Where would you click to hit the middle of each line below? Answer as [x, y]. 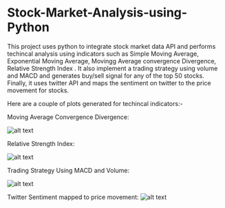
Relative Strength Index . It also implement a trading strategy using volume [112, 68]
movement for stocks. [38, 90]
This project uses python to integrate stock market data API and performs [111, 46]
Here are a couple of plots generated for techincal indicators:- [95, 103]
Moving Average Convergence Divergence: [68, 117]
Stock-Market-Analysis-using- [97, 13]
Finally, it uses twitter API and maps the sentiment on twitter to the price [109, 83]
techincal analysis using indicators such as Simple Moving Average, [103, 54]
